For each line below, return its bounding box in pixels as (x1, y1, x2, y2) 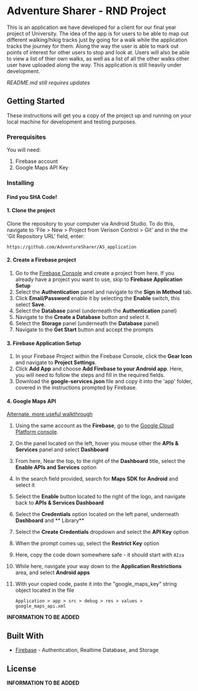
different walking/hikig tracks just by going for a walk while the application (7, 36, 188, 43)
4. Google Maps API (7, 397, 57, 405)
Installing (7, 178, 34, 187)
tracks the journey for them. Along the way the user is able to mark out (7, 43, 179, 50)
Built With (7, 631, 44, 641)
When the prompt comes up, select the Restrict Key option (15, 540, 160, 547)
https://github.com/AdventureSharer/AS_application (7, 244, 137, 250)
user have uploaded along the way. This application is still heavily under (7, 61, 182, 69)
